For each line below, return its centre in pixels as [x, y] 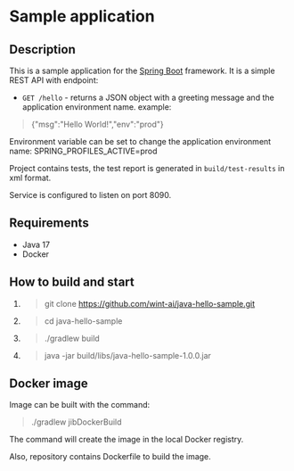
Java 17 [36, 244]
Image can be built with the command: [80, 405]
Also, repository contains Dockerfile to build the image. [110, 457]
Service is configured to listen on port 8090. [90, 195]
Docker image [49, 384]
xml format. [30, 178]
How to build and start [72, 282]
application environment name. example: [97, 107]
